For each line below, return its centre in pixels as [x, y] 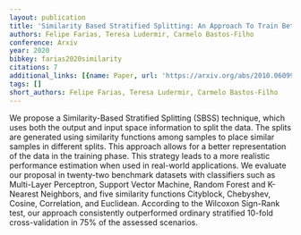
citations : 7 [34, 68]
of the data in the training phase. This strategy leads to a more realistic [140, 155]
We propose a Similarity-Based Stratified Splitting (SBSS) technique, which [147, 118]
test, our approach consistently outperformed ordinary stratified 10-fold [141, 213]
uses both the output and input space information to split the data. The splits [150, 127]
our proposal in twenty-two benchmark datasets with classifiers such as [142, 174]
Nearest [24, 194]
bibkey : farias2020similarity [66, 59]
